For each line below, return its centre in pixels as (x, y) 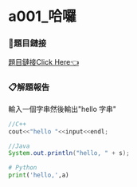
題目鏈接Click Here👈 (44, 62)
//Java (19, 146)
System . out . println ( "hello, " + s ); (69, 153)
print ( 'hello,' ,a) (39, 175)
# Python (23, 168)
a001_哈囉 (42, 16)
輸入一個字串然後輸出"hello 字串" (63, 109)
